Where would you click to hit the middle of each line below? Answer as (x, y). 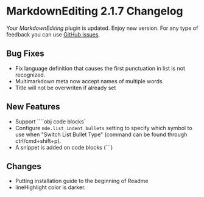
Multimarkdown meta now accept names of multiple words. (90, 81)
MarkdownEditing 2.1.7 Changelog (95, 11)
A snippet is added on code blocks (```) (64, 147)
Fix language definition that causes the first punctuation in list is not (100, 68)
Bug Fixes (25, 54)
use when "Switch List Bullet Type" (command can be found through (101, 134)
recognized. (30, 75)
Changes (24, 166)
